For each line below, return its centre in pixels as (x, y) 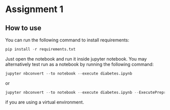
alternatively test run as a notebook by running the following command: (79, 64)
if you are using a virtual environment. (45, 102)
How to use (23, 28)
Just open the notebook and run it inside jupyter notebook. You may (76, 59)
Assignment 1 (34, 9)
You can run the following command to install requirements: (67, 40)
